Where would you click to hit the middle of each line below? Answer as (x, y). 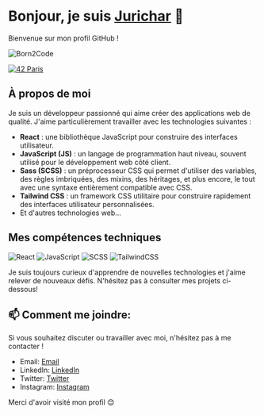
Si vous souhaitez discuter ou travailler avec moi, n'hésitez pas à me (120, 338)
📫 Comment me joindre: (70, 315)
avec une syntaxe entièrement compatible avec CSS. (106, 187)
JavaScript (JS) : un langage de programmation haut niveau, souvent (133, 153)
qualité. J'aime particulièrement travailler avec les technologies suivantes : (130, 121)
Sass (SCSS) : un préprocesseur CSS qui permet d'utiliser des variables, (138, 171)
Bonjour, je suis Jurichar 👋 (96, 16)
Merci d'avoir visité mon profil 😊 (61, 402)
